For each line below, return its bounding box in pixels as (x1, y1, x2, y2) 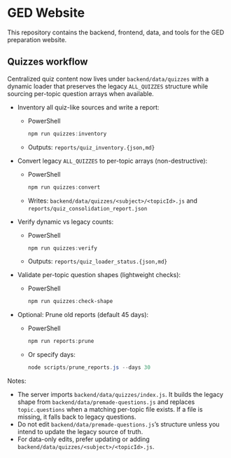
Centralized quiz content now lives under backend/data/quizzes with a (7, 74, 209, 83)
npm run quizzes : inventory (27, 130, 107, 137)
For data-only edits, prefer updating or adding (17, 435, 150, 443)
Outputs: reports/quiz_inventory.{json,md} (27, 142, 155, 151)
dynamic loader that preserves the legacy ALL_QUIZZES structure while (7, 82, 209, 90)
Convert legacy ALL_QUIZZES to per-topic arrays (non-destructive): (17, 156, 208, 165)
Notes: (7, 377, 27, 385)
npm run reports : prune (27, 338, 94, 345)
